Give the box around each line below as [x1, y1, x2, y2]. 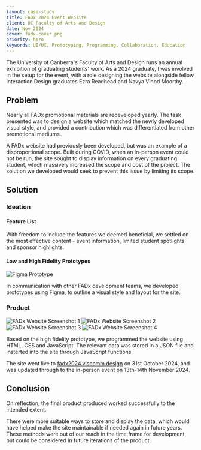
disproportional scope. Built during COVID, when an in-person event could [6, 148, 190, 155]
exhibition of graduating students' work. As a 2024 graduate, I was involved [6, 65, 193, 72]
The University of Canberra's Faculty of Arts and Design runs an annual [6, 58, 183, 66]
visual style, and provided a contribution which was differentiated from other [6, 124, 195, 131]
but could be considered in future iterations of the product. [6, 436, 151, 444]
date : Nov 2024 [6, 25, 44, 32]
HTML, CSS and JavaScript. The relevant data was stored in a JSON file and [6, 341, 194, 349]
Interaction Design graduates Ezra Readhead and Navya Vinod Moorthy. [6, 77, 184, 85]
